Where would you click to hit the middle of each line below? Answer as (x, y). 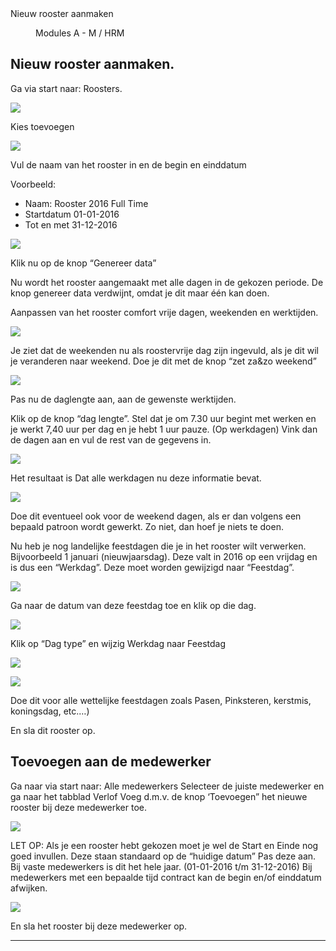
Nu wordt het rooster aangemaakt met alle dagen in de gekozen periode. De (167, 282)
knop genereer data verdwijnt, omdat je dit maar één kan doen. (140, 293)
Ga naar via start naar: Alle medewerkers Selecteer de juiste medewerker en (167, 786)
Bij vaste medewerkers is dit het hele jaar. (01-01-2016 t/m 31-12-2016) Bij (161, 866)
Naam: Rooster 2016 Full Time (86, 203)
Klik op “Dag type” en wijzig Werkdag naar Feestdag (118, 643)
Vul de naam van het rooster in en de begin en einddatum (128, 164)
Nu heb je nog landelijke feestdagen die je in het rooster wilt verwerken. (158, 546)
